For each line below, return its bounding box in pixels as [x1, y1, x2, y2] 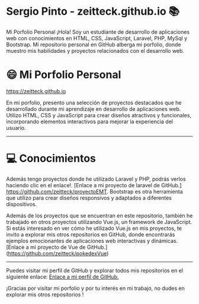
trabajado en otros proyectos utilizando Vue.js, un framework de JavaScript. [6, 218, 192, 225]
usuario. [6, 124, 27, 131]
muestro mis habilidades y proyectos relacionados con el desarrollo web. [6, 47, 185, 54]
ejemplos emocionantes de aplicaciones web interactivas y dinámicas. [6, 237, 178, 244]
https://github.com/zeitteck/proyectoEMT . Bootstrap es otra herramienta [6, 188, 184, 195]
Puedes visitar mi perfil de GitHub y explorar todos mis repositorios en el [6, 267, 184, 274]
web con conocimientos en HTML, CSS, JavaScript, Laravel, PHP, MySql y [6, 34, 188, 41]
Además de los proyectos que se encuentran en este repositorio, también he [6, 212, 193, 219]
